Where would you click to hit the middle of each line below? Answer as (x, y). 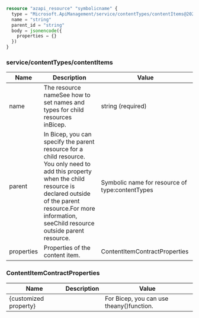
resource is (59, 186)
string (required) (124, 106)
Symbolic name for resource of (144, 183)
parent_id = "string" (38, 25)
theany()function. (129, 306)
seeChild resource (69, 224)
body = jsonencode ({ (37, 31)
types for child (64, 110)
